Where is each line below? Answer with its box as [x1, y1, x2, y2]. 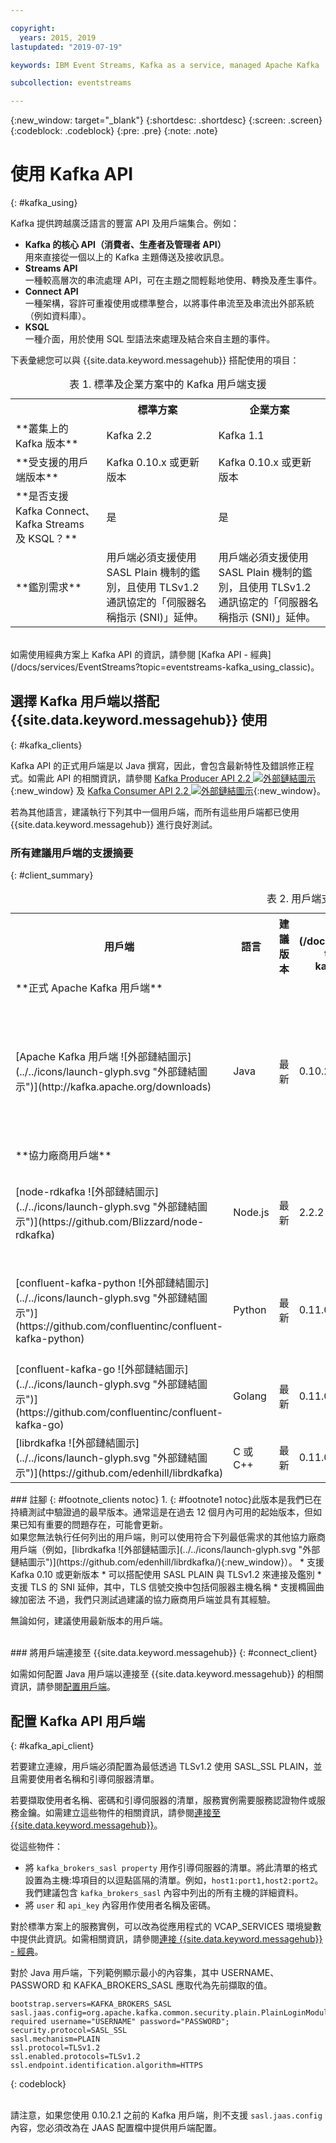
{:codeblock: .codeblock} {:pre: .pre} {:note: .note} [10, 125, 218, 137]
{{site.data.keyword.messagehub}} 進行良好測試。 [10, 818, 218, 830]
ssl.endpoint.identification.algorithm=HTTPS [10, 2060, 203, 2070]
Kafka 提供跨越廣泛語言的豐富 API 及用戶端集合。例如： [10, 217, 240, 230]
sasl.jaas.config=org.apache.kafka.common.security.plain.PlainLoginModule [10, 2007, 333, 2018]
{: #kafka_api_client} [10, 1739, 95, 1751]
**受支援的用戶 [15, 456, 89, 470]
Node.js [233, 1206, 270, 1220]
